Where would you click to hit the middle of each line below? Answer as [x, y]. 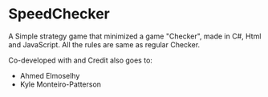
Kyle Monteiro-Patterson [61, 84]
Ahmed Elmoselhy [50, 75]
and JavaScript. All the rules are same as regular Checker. [104, 44]
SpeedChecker [59, 14]
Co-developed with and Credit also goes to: [80, 60]
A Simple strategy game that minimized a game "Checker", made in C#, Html [135, 36]
